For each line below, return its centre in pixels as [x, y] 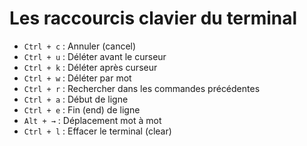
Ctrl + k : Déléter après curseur [90, 67]
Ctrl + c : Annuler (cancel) [80, 46]
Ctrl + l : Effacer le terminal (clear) [97, 131]
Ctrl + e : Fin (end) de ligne [82, 109]
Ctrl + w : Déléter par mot [77, 78]
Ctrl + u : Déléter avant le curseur [95, 56]
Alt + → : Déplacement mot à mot [92, 120]
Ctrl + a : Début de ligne [76, 99]
